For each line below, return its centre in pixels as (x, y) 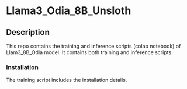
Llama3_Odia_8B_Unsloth (69, 11)
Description (28, 32)
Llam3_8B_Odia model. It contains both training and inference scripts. (90, 52)
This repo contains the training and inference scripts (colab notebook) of (93, 46)
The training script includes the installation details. (67, 80)
